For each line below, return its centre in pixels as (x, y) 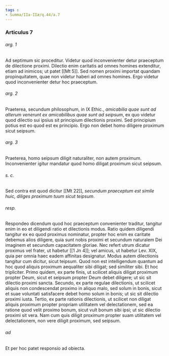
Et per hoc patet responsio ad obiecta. (45, 348)
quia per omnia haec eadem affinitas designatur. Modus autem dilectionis (82, 256)
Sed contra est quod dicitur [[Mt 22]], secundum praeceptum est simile (80, 191)
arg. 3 (11, 142)
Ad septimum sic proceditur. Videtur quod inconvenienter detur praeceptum (84, 60)
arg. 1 (11, 45)
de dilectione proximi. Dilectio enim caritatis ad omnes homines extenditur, (83, 66)
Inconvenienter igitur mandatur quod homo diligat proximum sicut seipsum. (84, 164)
